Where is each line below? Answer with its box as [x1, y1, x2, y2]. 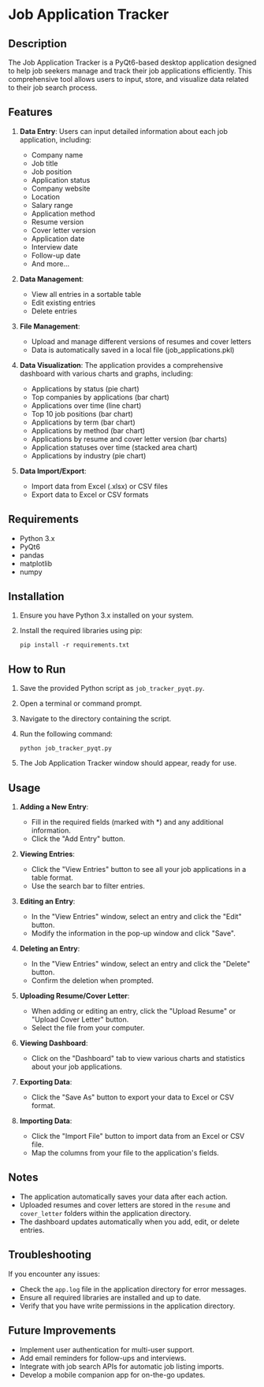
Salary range [31, 200, 73, 210]
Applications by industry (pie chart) [31, 451, 147, 460]
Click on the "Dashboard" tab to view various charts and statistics [31, 1054, 246, 1063]
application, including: [19, 135, 92, 144]
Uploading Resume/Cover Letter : [19, 991, 130, 1001]
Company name [31, 150, 84, 159]
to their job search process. [8, 83, 98, 92]
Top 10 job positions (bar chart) [31, 409, 134, 418]
